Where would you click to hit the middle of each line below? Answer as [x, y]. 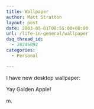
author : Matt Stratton [34, 17]
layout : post [22, 23]
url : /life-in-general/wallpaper [47, 34]
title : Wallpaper [27, 12]
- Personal [25, 56]
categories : [21, 50]
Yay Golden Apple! [29, 89]
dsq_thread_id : [25, 39]
